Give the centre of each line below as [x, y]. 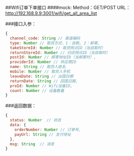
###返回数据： [21, 106]
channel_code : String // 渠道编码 [45, 38]
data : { [18, 125]
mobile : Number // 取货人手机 [40, 72]
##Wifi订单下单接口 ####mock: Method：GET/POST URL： [68, 7]
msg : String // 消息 [32, 144]
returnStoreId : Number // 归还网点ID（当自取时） [60, 53]
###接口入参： [21, 24]
